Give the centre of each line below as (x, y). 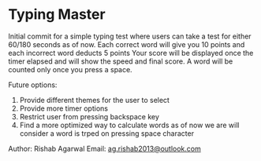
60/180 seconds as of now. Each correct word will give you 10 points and (127, 44)
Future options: (33, 85)
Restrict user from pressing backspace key (89, 116)
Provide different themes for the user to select (94, 100)
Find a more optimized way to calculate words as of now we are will (129, 125)
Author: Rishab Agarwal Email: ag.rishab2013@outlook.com (104, 148)
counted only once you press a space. (70, 69)
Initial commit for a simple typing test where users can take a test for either (130, 36)
